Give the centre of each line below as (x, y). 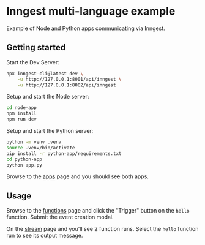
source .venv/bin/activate (41, 148)
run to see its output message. (45, 236)
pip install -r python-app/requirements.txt (64, 153)
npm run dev (21, 119)
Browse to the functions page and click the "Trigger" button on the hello (98, 211)
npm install (21, 114)
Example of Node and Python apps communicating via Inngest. (86, 28)
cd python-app (24, 159)
